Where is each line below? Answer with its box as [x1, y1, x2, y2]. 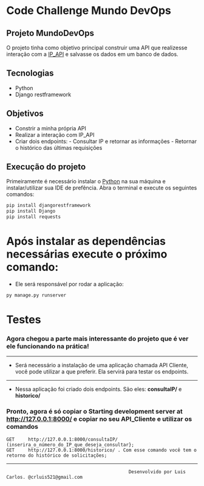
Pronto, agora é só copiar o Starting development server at [6, 407, 183, 416]
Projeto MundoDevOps [6, 28, 94, 38]
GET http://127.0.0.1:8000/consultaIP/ [6, 436, 118, 442]
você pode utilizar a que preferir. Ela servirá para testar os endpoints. [15, 368, 189, 375]
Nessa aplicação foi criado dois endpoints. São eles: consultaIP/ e [15, 386, 182, 393]
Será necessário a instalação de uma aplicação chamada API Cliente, [15, 362, 188, 369]
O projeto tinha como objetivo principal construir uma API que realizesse [6, 44, 188, 51]
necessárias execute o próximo [6, 247, 168, 261]
